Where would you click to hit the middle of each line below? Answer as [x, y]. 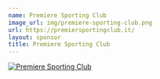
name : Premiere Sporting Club [58, 15]
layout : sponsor [35, 37]
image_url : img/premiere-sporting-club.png [80, 23]
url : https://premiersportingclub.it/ [71, 30]
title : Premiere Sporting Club [59, 45]
